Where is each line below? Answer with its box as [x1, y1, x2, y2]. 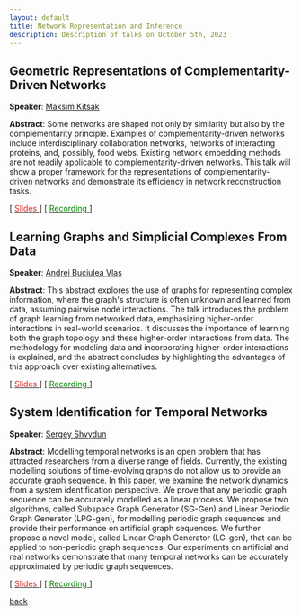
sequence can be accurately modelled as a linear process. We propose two [9, 493, 289, 504]
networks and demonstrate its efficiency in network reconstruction [34, 176, 282, 187]
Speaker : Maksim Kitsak [9, 101, 101, 113]
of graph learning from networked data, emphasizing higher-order [9, 313, 254, 324]
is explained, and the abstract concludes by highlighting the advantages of [9, 352, 286, 362]
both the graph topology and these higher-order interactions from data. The [9, 332, 290, 343]
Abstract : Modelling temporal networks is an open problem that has [9, 446, 261, 457]
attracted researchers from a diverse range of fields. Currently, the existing [9, 456, 288, 466]
